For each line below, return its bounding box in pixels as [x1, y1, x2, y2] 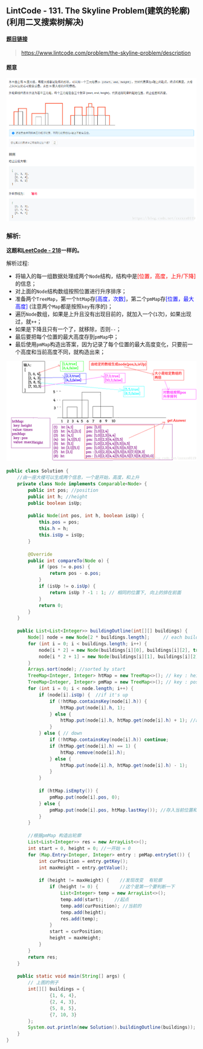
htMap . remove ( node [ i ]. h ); [60, 749, 126, 756]
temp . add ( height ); [60, 909, 107, 916]
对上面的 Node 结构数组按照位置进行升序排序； [14, 287, 127, 295]
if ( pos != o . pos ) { [38, 564, 91, 570]
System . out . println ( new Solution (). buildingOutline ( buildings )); [28, 1024, 196, 1031]
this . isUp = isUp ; [38, 532, 85, 538]
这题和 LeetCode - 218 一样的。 [6, 247, 83, 254]
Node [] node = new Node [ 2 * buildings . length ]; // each [28, 634, 182, 641]
